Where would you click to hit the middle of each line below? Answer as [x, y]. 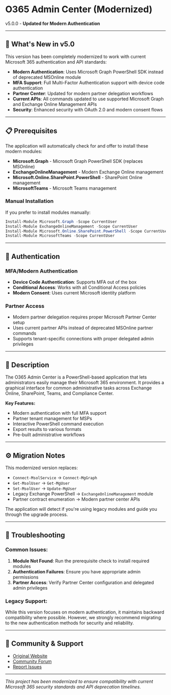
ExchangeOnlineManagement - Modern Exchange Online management [88, 172]
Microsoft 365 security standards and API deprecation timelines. [73, 687]
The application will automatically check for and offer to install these [77, 146]
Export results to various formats [47, 429]
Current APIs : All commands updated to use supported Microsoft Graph [88, 99]
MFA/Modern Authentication [41, 271]
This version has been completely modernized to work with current [76, 56]
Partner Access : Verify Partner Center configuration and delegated [83, 582]
